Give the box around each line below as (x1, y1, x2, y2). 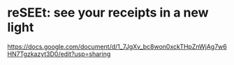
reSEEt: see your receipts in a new (7, 5, 209, 21)
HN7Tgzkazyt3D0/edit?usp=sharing (7, 50, 111, 58)
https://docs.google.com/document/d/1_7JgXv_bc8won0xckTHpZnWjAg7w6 (7, 42, 227, 50)
